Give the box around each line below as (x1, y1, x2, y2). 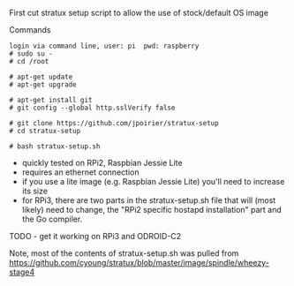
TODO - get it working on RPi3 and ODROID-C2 (9, 231, 182, 241)
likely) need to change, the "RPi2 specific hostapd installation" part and (21, 205, 283, 214)
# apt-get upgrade (9, 80, 77, 89)
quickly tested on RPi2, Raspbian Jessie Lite (21, 158, 183, 168)
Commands (9, 25, 51, 34)
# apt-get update (9, 72, 73, 81)
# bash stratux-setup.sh (9, 142, 101, 151)
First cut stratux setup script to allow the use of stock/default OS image (9, 8, 269, 18)
